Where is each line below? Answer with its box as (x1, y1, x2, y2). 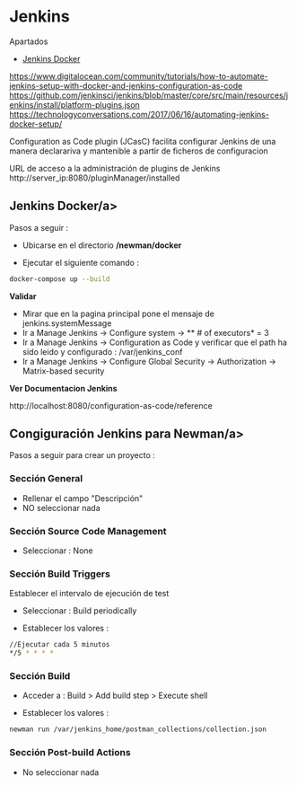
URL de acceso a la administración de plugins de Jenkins (9, 163, 221, 173)
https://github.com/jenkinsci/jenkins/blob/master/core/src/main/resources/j (9, 90, 289, 101)
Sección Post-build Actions (9, 746, 132, 759)
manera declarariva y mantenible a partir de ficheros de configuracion (9, 146, 269, 156)
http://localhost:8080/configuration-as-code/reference (9, 400, 213, 410)
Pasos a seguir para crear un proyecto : (9, 450, 155, 461)
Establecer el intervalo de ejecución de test (9, 588, 170, 599)
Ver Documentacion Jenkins (9, 383, 118, 393)
